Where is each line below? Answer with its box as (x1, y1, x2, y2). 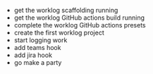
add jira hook (13, 51, 53, 59)
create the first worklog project (13, 28, 104, 37)
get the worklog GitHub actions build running (13, 13, 145, 22)
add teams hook (13, 44, 61, 51)
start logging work (13, 36, 68, 44)
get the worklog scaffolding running (13, 6, 118, 14)
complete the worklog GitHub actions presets (13, 21, 146, 29)
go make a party (13, 58, 62, 66)
